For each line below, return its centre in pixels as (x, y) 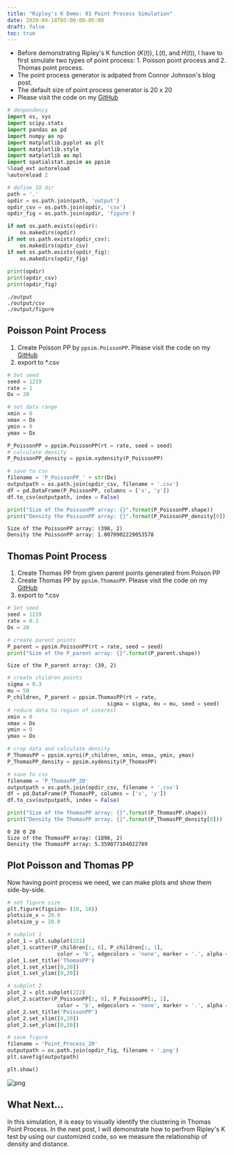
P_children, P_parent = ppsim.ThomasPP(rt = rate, (82, 697)
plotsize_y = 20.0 (34, 922)
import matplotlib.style (43, 149)
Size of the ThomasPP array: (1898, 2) (65, 838)
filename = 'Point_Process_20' (53, 1044)
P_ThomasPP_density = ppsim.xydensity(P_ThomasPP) (82, 762)
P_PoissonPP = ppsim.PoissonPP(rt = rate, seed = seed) (90, 446)
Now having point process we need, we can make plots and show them (109, 882)
